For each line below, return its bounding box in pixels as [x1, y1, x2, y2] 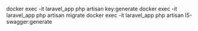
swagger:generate [6, 18, 53, 25]
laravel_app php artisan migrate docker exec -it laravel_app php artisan [6, 12, 184, 19]
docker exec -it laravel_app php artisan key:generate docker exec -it [6, 5, 177, 12]
